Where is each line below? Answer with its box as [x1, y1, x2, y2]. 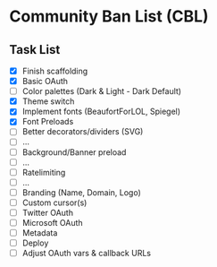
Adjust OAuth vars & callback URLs [21, 248, 152, 259]
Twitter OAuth [21, 207, 74, 218]
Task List [9, 42, 61, 57]
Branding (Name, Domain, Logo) [21, 186, 141, 198]
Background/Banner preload [21, 146, 127, 158]
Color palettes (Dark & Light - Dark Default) [21, 86, 181, 97]
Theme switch [21, 96, 75, 107]
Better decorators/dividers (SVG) [21, 126, 144, 137]
